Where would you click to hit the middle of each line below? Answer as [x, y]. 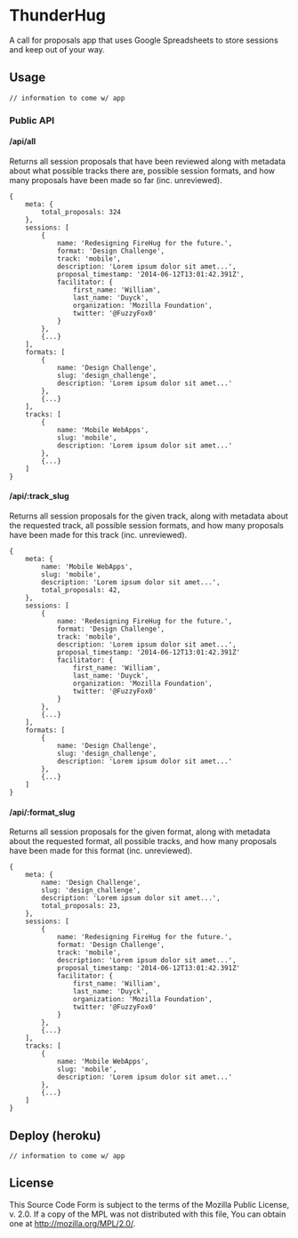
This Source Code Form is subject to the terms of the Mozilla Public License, [149, 1204]
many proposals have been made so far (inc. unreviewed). [116, 180]
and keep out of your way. [57, 49]
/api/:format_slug [42, 812]
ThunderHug [58, 16]
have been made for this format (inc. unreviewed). [101, 851]
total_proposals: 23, [81, 906]
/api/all [23, 141]
